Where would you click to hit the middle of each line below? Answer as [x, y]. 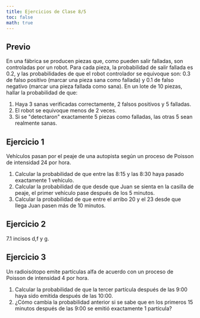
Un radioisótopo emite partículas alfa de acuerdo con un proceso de [90, 272]
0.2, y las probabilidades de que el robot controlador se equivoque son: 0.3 [98, 74]
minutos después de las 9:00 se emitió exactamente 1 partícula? [93, 308]
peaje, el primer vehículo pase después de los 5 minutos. [85, 193]
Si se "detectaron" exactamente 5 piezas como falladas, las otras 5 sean [104, 117]
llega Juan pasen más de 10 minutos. [60, 205]
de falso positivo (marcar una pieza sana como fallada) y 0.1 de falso [90, 80]
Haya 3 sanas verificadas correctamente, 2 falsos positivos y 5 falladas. [103, 104]
